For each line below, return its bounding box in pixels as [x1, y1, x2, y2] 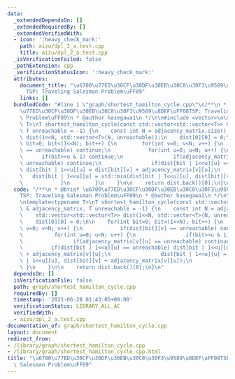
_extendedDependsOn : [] [13, 17, 83, 24]
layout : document [7, 329, 58, 336]
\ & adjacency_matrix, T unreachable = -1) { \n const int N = [20, 206, 215, 213]
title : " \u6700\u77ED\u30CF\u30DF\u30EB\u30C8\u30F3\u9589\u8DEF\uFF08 [7, 355, 220, 362]
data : [7, 10, 23, 17]
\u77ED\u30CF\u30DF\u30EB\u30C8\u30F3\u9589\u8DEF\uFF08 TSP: [20, 108, 201, 115]
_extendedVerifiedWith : [13, 29, 83, 37]
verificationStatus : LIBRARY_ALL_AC [13, 303, 120, 310]
